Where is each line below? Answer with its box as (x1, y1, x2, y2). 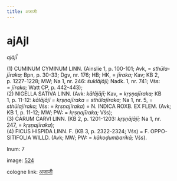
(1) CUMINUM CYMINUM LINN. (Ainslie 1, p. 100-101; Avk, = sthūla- (6, 65, 171, 72)
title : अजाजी (6, 8, 37, 15)
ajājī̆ (6, 54, 18, 61)
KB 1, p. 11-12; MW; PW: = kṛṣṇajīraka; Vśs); (6, 108, 113, 116)
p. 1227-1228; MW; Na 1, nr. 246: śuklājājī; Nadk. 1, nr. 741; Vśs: (6, 77, 160, 84)
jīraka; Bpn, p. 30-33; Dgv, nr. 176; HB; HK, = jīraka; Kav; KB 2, (6, 71, 160, 78)
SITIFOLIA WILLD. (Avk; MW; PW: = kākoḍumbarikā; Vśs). (6, 134, 147, 141)
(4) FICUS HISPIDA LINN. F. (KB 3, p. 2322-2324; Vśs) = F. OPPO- (6, 127, 168, 134)
